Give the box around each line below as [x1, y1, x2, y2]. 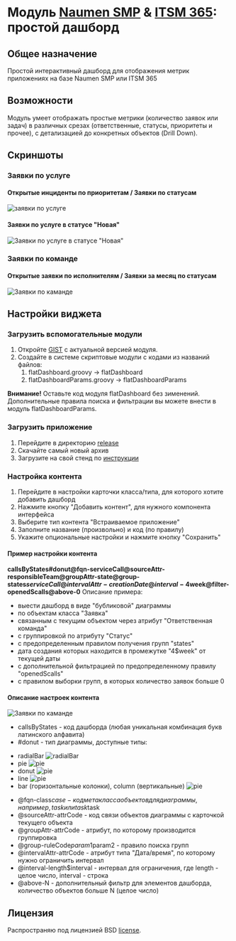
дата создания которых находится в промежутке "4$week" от [17, 647, 206, 655]
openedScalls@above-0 [7, 588, 81, 596]
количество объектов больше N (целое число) [17, 886, 159, 895]
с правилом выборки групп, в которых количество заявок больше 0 [17, 677, 225, 686]
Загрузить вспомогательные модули [7, 329, 142, 339]
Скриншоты [7, 149, 64, 161]
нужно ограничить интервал [17, 856, 104, 865]
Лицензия [7, 907, 54, 919]
